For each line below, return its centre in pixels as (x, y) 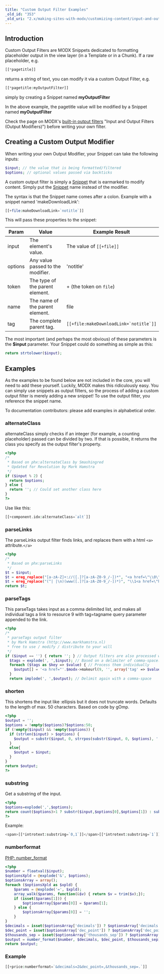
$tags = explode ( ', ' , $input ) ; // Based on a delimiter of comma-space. (85, 661)
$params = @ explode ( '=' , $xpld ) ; (48, 889)
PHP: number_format (26, 858)
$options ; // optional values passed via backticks (59, 172)
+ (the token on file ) (91, 287)
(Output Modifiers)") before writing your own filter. (56, 126)
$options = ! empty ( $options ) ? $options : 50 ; (49, 725)
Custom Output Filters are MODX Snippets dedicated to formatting (72, 50)
